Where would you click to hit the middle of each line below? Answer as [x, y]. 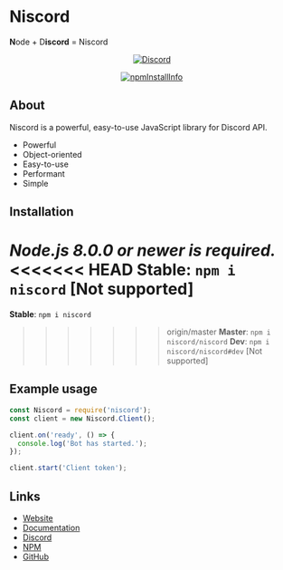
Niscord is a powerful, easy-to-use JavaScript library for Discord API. [139, 127]
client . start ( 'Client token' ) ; [68, 469]
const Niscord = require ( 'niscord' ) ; [80, 410]
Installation [42, 212]
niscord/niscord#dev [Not [215, 352]
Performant [43, 173]
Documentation [51, 527]
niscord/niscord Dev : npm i [218, 342]
